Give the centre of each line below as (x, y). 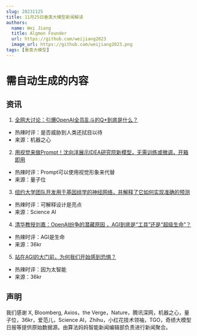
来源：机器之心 (33, 140)
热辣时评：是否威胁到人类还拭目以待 (59, 132)
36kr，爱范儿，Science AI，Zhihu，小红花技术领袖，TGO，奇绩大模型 (106, 319)
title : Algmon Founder (39, 34)
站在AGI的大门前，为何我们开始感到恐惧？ (65, 256)
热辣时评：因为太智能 (40, 269)
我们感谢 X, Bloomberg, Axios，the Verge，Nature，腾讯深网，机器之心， (95, 312)
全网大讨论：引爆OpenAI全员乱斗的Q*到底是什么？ (76, 120)
